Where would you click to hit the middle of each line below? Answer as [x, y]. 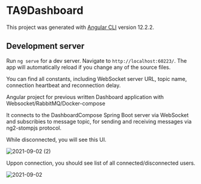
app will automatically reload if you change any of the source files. [88, 67]
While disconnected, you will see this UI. [56, 139]
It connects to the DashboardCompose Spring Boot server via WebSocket [97, 115]
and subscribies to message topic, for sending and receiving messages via [99, 121]
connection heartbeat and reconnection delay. [64, 85]
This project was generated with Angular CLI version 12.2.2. [80, 27]
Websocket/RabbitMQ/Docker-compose [56, 103]
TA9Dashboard [45, 11]
